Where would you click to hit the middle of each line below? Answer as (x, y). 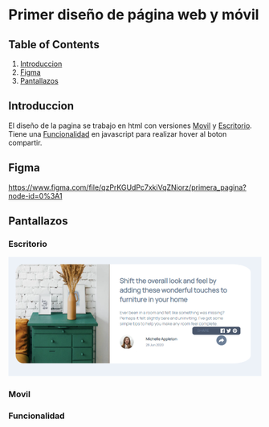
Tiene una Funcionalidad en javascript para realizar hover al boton (118, 133)
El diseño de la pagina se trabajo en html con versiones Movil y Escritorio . (130, 125)
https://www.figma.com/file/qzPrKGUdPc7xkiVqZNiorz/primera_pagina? (128, 187)
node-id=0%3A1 (35, 195)
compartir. (25, 142)
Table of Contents (54, 45)
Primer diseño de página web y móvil (134, 15)
